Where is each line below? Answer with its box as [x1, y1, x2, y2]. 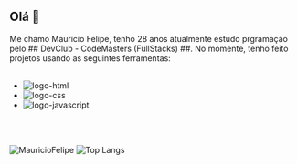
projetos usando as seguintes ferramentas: [9, 52, 171, 64]
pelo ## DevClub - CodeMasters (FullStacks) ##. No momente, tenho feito [9, 43, 289, 54]
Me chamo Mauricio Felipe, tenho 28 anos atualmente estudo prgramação [9, 33, 288, 44]
